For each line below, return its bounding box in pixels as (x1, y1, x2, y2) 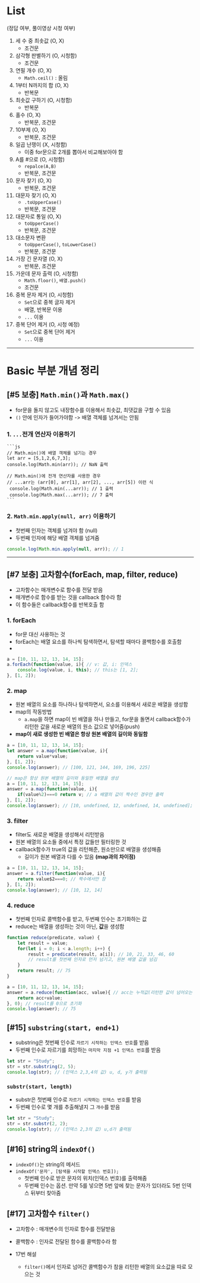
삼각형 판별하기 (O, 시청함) (15, 52, 77, 59)
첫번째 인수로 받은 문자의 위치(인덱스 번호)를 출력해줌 (24, 1174, 147, 1182)
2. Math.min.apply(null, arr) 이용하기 (7, 512, 116, 520)
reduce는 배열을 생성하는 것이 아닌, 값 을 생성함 (15, 922, 125, 929)
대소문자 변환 (15, 234, 46, 241)
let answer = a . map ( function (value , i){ (7, 748, 109, 754)
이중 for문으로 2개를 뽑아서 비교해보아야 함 (24, 148, 123, 155)
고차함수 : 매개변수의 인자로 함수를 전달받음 (15, 1225, 116, 1233)
